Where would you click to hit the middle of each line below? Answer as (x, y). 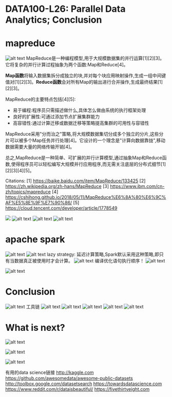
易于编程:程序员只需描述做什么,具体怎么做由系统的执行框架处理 (79, 110)
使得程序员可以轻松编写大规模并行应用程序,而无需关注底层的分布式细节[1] (88, 164)
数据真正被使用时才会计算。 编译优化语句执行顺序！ (79, 261)
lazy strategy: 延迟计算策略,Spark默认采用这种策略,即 (103, 254)
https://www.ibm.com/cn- (137, 186)
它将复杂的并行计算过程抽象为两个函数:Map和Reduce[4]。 (67, 65)
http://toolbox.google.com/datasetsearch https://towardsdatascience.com (84, 384)
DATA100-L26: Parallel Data (65, 9)
